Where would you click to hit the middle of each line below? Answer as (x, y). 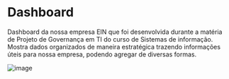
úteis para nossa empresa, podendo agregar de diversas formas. (102, 54)
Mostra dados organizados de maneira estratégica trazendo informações (114, 47)
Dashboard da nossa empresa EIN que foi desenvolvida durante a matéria (115, 32)
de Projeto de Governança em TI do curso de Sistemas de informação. (110, 39)
